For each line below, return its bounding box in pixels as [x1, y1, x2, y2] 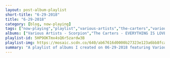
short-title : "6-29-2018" [5, 12, 60, 17]
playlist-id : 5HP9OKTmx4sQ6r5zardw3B [5, 36, 85, 41]
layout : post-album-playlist [5, 7, 67, 13]
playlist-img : [5, 40, 35, 45]
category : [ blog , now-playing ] [5, 21, 71, 27]
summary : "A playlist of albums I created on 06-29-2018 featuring [5, 45, 151, 50]
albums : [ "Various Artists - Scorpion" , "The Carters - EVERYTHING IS [5, 31, 155, 36]
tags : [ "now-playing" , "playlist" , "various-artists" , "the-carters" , [5, 26, 151, 31]
